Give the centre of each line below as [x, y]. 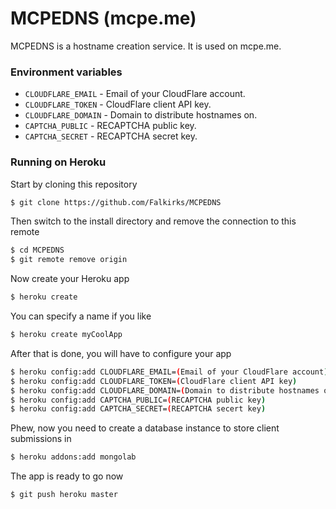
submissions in [41, 439]
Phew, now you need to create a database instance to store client [145, 428]
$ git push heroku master [64, 495]
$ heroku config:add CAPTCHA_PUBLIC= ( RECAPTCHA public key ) [138, 400]
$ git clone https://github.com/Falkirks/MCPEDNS [116, 202]
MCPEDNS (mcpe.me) [103, 18]
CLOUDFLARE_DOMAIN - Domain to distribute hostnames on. [141, 115]
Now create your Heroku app [70, 279]
